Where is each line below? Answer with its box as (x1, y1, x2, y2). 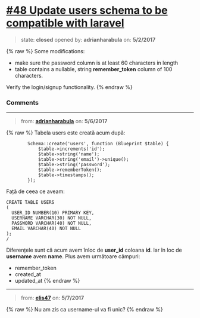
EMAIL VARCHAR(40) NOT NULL (11, 225, 82, 232)
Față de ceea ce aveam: (6, 188, 65, 195)
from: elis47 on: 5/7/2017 (20, 294, 85, 302)
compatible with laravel (6, 16, 124, 30)
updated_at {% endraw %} (14, 277, 80, 285)
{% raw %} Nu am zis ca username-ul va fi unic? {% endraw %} (6, 306, 164, 313)
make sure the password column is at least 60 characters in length (14, 59, 179, 66)
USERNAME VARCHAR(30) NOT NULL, (11, 215, 92, 221)
